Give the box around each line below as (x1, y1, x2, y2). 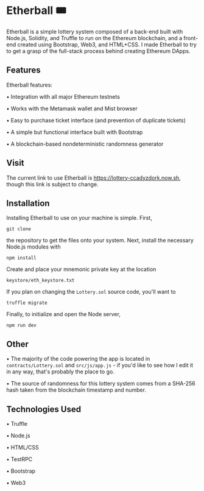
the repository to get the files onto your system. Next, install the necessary (6, 237, 194, 244)
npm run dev (6, 322, 37, 328)
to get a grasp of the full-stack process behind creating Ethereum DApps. (6, 47, 191, 54)
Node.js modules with (6, 243, 61, 250)
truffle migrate (6, 300, 47, 306)
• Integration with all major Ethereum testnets (6, 93, 121, 100)
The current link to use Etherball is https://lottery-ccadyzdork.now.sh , (6, 174, 181, 182)
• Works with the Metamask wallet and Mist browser (6, 105, 138, 112)
